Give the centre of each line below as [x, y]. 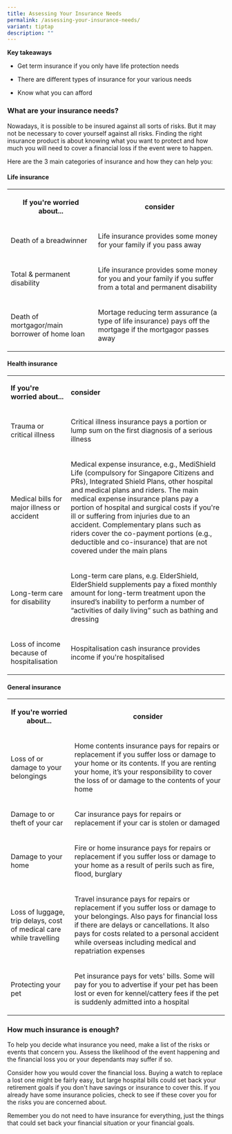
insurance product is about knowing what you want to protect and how [108, 141]
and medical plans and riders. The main [135, 490]
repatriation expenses [109, 951]
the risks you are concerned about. [57, 1102]
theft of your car [37, 823]
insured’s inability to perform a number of [138, 602]
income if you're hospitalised [117, 657]
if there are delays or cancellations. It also [142, 925]
